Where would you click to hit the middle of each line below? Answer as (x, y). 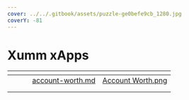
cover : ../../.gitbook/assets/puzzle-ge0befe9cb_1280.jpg (94, 14)
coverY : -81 (25, 20)
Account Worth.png (135, 80)
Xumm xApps (48, 55)
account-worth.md (64, 80)
